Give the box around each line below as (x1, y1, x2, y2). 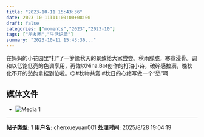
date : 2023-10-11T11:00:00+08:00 (6, 15, 91, 21)
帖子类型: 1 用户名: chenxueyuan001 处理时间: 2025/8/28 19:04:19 (6, 124, 172, 131)
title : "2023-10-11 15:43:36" (6, 8, 83, 15)
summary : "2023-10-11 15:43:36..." (6, 37, 97, 43)
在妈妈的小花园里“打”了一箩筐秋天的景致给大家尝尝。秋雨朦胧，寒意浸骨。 (6, 55, 192, 61)
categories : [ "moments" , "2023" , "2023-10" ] (6, 25, 115, 32)
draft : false (6, 20, 39, 26)
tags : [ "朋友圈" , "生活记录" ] (6, 32, 74, 38)
